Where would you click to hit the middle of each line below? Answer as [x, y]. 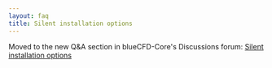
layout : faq [29, 16]
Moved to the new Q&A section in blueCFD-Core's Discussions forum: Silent [136, 46]
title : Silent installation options [70, 23]
